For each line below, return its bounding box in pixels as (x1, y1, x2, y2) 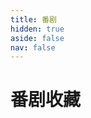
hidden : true (10, 24, 65, 34)
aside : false (10, 33, 65, 43)
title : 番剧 (10, 14, 57, 25)
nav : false (10, 42, 56, 53)
